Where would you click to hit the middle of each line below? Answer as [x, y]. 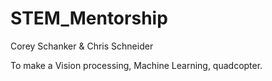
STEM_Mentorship [89, 18]
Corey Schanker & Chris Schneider [82, 46]
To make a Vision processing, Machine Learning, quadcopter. [136, 65]
